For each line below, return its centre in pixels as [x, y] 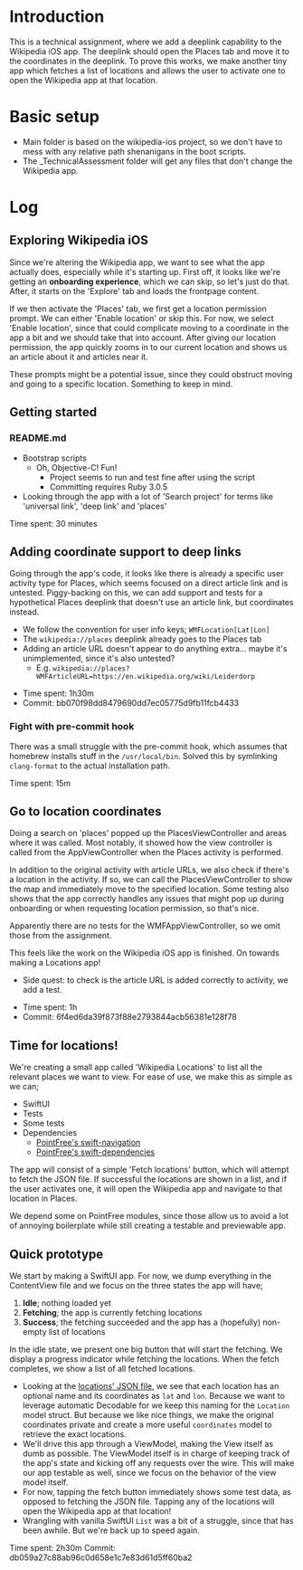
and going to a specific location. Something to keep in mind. [121, 384]
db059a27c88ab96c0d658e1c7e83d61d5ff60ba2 [101, 1557]
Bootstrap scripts [55, 458]
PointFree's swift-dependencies [95, 1152]
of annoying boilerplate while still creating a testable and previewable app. [148, 1226]
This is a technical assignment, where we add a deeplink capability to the [146, 42]
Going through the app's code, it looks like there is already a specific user [147, 574]
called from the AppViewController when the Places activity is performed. [146, 852]
